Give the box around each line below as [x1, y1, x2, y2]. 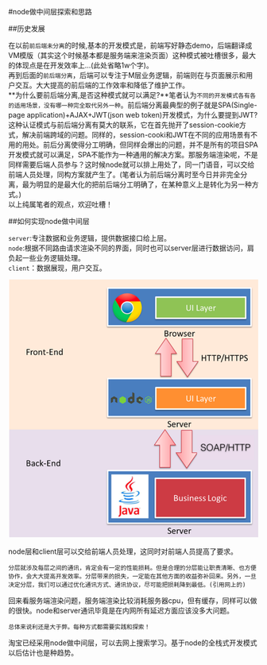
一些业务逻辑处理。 [21, 253, 85, 262]
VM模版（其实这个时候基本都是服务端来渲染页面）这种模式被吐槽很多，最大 [8, 51, 257, 60]
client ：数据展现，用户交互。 [8, 263, 106, 273]
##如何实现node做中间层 [8, 217, 90, 226]
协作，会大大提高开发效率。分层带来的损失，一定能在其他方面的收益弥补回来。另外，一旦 [8, 573, 257, 581]
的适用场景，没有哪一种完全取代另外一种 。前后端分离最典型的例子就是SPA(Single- [8, 100, 257, 110]
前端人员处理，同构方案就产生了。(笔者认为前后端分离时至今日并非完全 [8, 170, 241, 179]
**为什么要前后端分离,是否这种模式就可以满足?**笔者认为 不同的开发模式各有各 [8, 91, 257, 99]
